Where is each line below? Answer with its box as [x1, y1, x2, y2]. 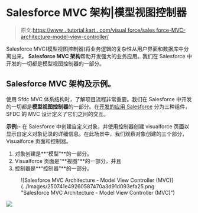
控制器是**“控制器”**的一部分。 [14, 165, 93, 172]
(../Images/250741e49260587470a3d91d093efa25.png [21, 182, 155, 189]
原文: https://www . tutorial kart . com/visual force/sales [20, 26, 155, 34]
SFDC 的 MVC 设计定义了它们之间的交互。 [6, 110, 109, 117]
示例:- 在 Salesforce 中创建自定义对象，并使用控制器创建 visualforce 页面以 [6, 122, 190, 130]
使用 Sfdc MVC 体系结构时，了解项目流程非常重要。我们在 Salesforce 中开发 [6, 95, 192, 102]
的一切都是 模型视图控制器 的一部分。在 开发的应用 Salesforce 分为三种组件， [6, 103, 191, 110]
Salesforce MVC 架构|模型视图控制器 [6, 6, 187, 19]
